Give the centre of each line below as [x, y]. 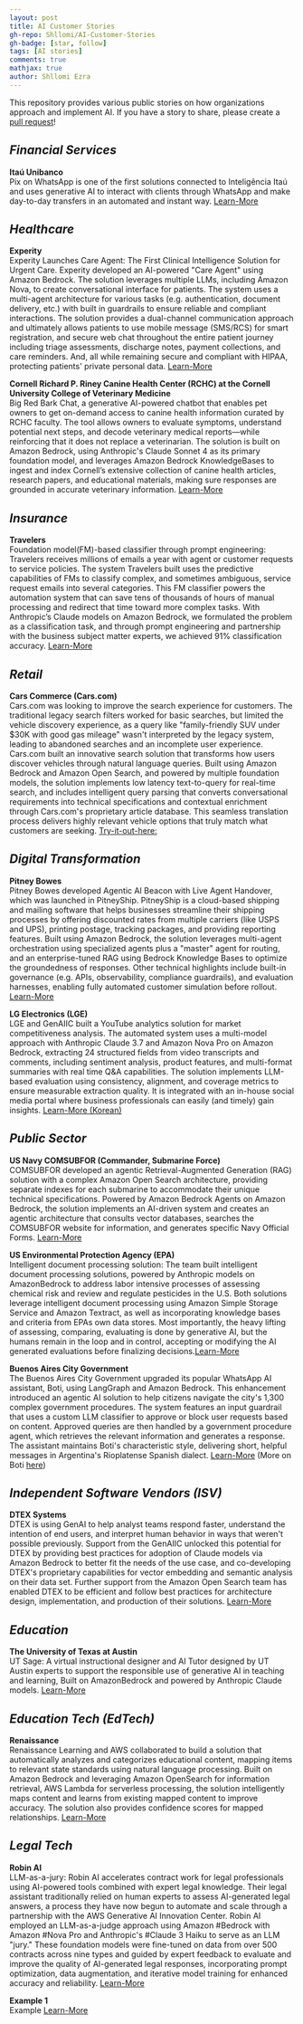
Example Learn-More [49, 2010]
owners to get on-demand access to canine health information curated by [147, 413]
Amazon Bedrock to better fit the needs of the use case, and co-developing [150, 1563]
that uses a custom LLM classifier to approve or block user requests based [148, 1417]
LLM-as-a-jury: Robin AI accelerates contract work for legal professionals [147, 1877]
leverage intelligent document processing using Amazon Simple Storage [144, 1303]
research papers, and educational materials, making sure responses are [143, 480]
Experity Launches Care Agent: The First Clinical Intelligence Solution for [145, 261]
